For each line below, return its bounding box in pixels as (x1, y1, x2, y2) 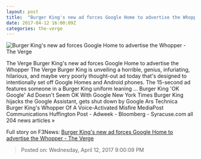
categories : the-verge (6, 25, 63, 32)
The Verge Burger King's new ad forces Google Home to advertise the (6, 60, 179, 67)
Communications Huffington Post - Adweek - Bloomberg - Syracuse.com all (6, 111, 193, 118)
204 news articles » (6, 117, 55, 124)
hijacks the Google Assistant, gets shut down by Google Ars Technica (6, 98, 178, 105)
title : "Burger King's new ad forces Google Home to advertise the (6, 14, 181, 20)
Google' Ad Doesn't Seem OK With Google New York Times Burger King (6, 91, 184, 99)
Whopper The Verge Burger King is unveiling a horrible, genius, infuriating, (6, 66, 190, 74)
